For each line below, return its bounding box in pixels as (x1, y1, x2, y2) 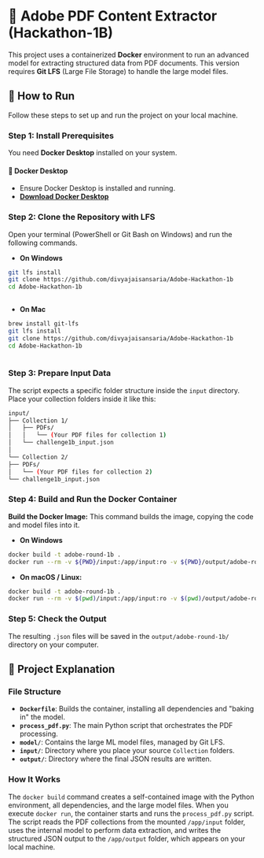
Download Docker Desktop (19, 192, 109, 202)
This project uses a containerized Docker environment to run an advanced (8, 50, 249, 59)
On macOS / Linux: (19, 572, 82, 581)
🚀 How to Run (8, 90, 75, 103)
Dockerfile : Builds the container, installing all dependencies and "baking (19, 704, 255, 714)
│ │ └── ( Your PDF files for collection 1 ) (8, 431, 167, 440)
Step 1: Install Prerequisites (8, 130, 114, 141)
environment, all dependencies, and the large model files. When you (8, 800, 229, 810)
